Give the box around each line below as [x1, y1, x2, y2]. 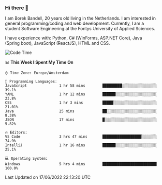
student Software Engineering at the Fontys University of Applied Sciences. [5, 26, 156, 32]
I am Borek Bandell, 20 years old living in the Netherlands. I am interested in [5, 16, 156, 21]
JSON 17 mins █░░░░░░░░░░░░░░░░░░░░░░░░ [5, 118, 157, 122]
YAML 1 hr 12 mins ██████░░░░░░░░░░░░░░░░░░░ [5, 92, 157, 97]
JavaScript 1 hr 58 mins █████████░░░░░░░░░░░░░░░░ [5, 84, 157, 88]
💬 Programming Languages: [5, 79, 57, 84]
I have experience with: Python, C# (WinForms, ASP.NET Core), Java [5, 35, 143, 41]
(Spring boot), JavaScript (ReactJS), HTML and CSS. [5, 40, 110, 46]
